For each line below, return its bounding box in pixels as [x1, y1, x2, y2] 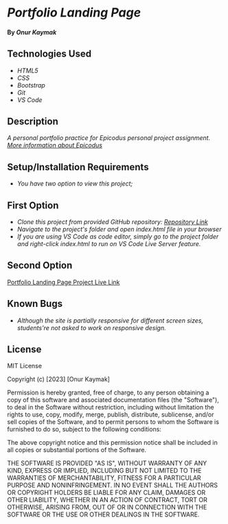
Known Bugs [7, 298, 63, 310]
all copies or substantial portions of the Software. [7, 446, 146, 454]
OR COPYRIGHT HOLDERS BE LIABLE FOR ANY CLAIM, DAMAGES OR [7, 488, 206, 497]
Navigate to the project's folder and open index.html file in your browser [16, 225, 222, 234]
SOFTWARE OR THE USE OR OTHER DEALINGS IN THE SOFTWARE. [7, 510, 200, 518]
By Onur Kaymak [7, 28, 57, 36]
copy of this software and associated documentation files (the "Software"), [7, 396, 220, 404]
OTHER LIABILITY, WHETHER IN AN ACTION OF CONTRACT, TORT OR [7, 496, 207, 504]
